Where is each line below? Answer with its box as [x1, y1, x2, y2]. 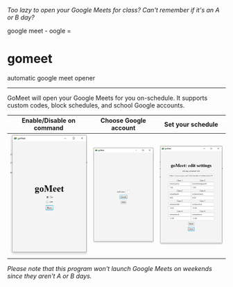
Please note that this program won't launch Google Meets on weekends [7, 265, 213, 273]
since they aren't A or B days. [7, 272, 92, 280]
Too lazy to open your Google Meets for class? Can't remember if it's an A [7, 6, 220, 14]
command [33, 124, 64, 132]
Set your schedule [164, 120, 218, 128]
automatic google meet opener [7, 73, 96, 82]
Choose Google [100, 116, 147, 125]
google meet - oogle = [7, 27, 71, 35]
